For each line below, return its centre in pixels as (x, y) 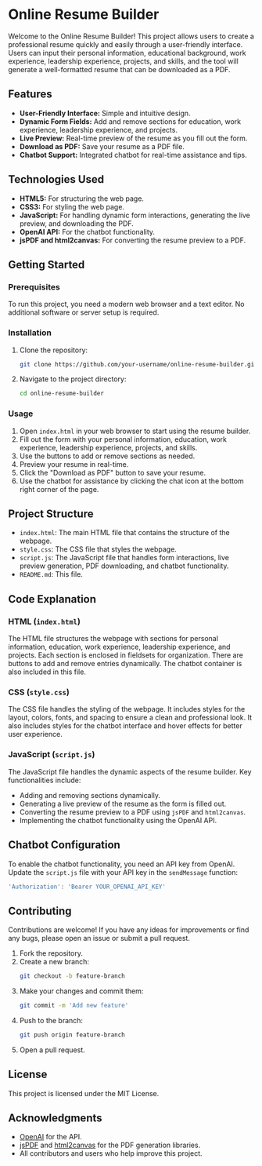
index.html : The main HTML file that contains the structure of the (124, 533)
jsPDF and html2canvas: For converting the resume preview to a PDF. (133, 240)
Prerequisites (34, 286)
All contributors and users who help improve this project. (111, 1153)
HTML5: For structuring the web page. (82, 199)
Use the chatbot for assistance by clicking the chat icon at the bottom (131, 481)
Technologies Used (56, 179)
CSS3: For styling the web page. (72, 206)
